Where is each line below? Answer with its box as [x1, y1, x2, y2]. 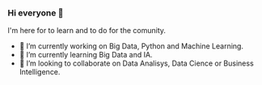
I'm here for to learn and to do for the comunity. [7, 26, 167, 36]
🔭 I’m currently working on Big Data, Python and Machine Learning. [19, 41, 244, 51]
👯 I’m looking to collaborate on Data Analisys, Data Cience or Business [19, 58, 254, 68]
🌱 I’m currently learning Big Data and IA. [19, 50, 153, 60]
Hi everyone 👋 [7, 7, 64, 19]
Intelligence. [19, 67, 61, 77]
